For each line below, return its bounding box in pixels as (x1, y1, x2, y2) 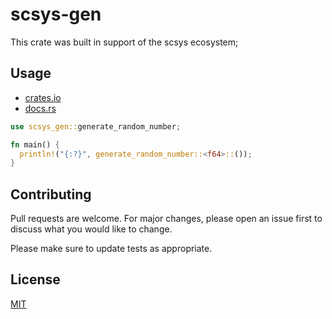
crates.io (24, 91, 62, 103)
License (10, 271, 61, 288)
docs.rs (24, 102, 57, 114)
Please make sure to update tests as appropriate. (10, 243, 213, 255)
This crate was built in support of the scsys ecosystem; (10, 36, 239, 48)
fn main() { (10, 139, 60, 150)
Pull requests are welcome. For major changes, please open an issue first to (10, 213, 323, 225)
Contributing (10, 186, 92, 203)
